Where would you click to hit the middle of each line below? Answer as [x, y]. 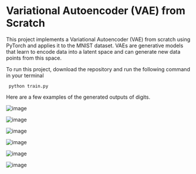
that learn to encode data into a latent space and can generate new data [93, 51]
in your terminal [25, 75]
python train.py [28, 86]
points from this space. [34, 58]
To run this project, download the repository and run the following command [98, 69]
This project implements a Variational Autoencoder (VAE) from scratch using [98, 39]
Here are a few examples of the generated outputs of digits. [78, 97]
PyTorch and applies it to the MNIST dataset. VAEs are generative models [95, 46]
